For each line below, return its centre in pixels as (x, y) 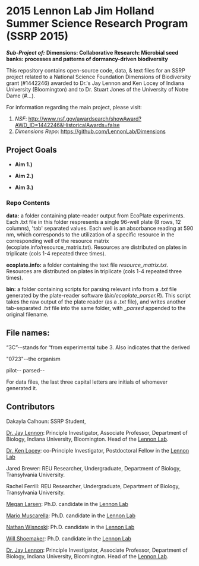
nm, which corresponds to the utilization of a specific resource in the (90, 235)
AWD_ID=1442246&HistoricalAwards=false (67, 125)
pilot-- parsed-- (26, 370)
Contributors (31, 407)
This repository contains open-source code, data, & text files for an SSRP (96, 70)
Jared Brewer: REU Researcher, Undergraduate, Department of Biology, (94, 468)
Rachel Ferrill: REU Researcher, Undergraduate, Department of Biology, (93, 486)
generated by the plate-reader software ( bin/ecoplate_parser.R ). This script (99, 296)
